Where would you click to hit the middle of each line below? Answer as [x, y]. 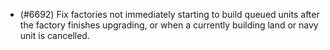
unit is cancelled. [54, 35]
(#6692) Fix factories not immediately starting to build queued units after [169, 14]
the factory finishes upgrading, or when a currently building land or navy [169, 25]
